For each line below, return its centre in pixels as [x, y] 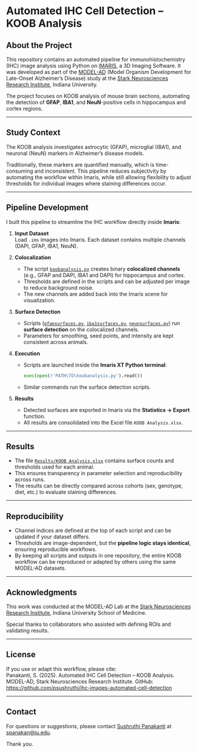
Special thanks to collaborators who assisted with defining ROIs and [89, 624]
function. [34, 416]
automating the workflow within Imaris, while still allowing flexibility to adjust [99, 177]
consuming [20, 171]
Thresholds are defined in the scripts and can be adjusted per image [107, 281]
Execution [27, 353]
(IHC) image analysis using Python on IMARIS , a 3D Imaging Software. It [93, 66]
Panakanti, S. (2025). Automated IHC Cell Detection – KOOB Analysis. [90, 675]
